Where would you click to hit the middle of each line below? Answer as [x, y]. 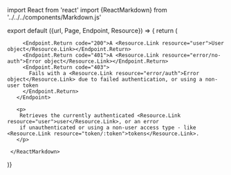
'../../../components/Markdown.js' [54, 17]
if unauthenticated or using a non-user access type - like [108, 127]
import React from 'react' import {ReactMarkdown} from [87, 10]
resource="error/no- [191, 55]
